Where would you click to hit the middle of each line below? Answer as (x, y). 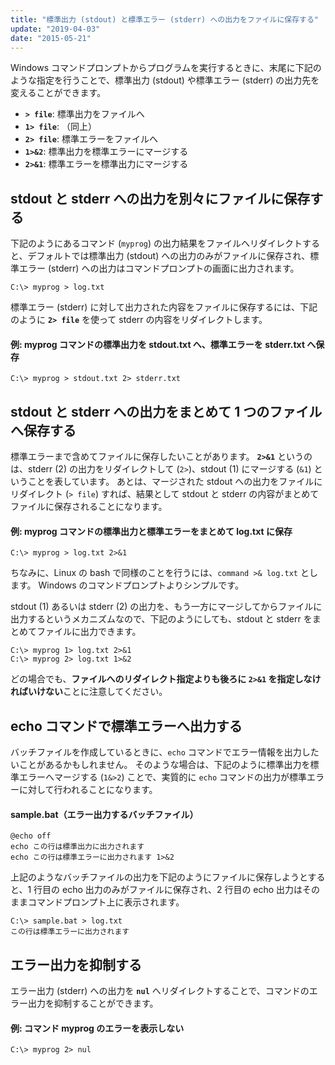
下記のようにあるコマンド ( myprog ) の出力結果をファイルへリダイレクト (156, 243)
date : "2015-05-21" (51, 38)
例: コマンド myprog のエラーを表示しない (97, 1028)
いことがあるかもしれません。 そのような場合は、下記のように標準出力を (160, 765)
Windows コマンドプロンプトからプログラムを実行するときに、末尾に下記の (166, 68)
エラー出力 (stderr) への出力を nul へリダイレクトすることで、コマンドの (160, 991)
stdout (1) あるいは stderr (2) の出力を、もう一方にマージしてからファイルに (166, 607)
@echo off (31, 836)
